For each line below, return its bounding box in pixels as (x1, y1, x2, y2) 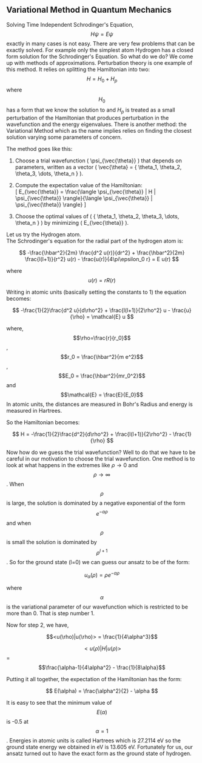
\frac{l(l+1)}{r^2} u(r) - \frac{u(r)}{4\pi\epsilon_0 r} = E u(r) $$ (24, 256, 180, 263)
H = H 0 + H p (86, 75, 118, 84)
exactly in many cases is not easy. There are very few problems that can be (6, 39, 195, 47)
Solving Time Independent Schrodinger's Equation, (6, 21, 134, 28)
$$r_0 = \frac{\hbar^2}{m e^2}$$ (60, 353, 144, 361)
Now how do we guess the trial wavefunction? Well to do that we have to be (6, 448, 196, 456)
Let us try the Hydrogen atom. (6, 231, 82, 238)
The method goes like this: (6, 145, 73, 153)
